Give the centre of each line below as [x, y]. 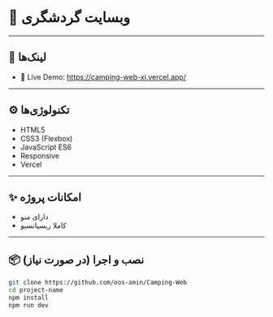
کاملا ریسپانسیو [43, 226]
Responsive [39, 155]
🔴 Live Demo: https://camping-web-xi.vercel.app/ [103, 76]
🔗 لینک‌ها [28, 57]
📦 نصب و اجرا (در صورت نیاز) [76, 260]
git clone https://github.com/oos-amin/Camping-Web [97, 283]
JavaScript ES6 [46, 147]
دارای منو [34, 217]
